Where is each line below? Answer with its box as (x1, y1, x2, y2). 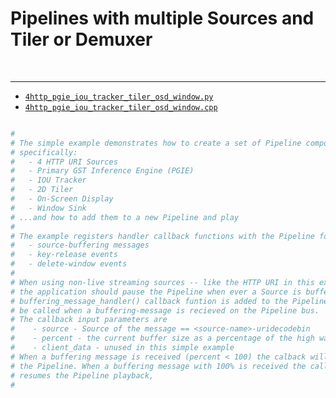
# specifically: (10, 147, 78, 157)
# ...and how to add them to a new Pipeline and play (10, 212, 240, 222)
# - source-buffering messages (10, 240, 150, 251)
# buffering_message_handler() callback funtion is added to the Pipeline (10, 296, 329, 306)
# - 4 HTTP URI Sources (10, 157, 118, 167)
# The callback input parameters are (10, 315, 168, 325)
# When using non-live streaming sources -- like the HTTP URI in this (10, 277, 315, 287)
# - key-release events (10, 250, 118, 260)
